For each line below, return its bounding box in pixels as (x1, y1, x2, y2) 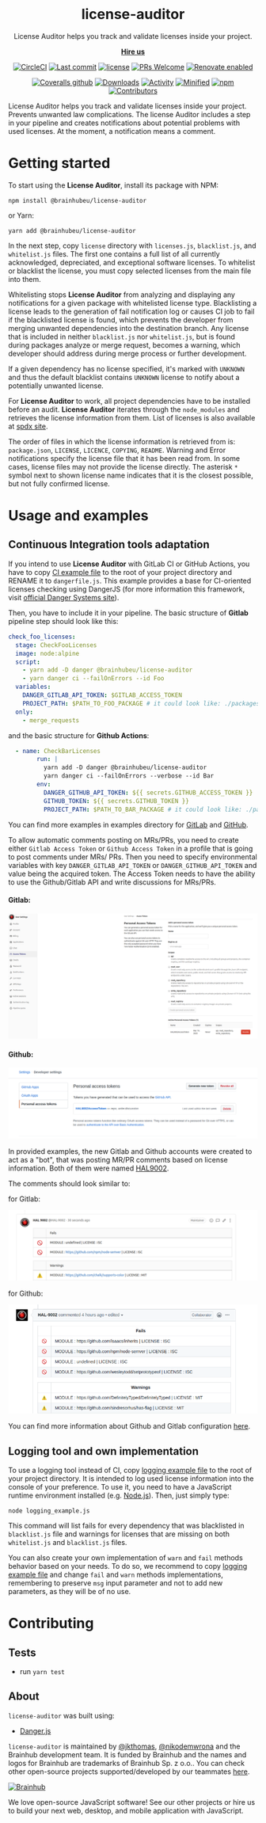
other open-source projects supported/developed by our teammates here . (8, 1767, 250, 1776)
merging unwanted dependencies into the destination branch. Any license (8, 323, 249, 333)
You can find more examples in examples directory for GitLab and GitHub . (8, 820, 249, 829)
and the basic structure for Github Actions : (8, 730, 150, 740)
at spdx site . (8, 421, 48, 431)
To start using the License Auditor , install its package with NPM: (8, 180, 219, 190)
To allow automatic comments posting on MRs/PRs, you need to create (8, 835, 239, 844)
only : (15, 708, 34, 716)
